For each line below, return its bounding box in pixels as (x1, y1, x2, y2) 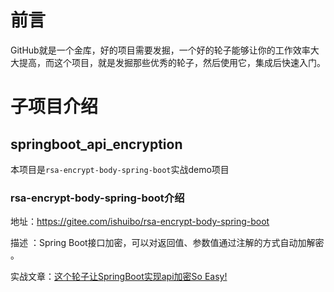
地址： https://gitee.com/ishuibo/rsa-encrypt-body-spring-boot (10, 216, 270, 228)
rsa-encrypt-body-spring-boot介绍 (10, 191, 185, 205)
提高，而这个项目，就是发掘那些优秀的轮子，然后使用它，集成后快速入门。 (18, 56, 326, 68)
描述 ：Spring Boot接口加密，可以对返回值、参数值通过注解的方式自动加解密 (10, 237, 325, 249)
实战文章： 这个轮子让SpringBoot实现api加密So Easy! (10, 271, 228, 283)
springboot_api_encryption (10, 136, 183, 153)
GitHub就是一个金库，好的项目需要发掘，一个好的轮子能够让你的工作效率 (10, 44, 311, 56)
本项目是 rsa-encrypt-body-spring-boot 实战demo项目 (10, 163, 230, 175)
